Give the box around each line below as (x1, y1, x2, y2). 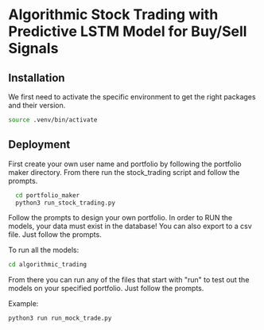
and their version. (8, 101, 66, 110)
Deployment (8, 138, 71, 152)
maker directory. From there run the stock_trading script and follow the (8, 167, 240, 177)
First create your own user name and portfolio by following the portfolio (8, 159, 242, 169)
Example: (8, 299, 39, 309)
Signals (8, 40, 59, 57)
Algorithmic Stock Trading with (8, 6, 219, 24)
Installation (8, 71, 65, 84)
